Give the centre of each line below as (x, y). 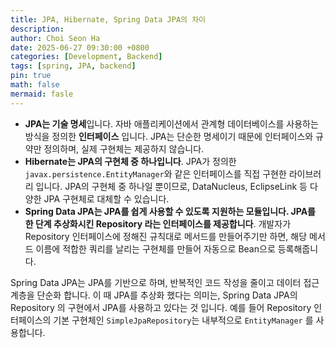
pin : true (31, 76)
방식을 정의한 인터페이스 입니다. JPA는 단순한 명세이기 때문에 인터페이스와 (169, 136)
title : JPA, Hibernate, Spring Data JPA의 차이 (108, 19)
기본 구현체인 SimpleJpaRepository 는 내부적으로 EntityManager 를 (183, 320)
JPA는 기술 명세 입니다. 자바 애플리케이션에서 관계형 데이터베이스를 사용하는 (171, 123)
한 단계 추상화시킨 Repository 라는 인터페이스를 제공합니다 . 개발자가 (158, 223)
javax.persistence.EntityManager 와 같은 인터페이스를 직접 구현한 (155, 173)
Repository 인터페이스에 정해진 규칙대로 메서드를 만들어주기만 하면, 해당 (166, 236)
